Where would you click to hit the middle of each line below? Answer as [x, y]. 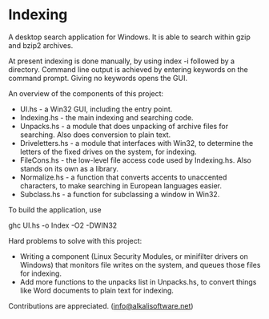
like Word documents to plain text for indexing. [97, 290]
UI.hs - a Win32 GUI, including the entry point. [96, 109]
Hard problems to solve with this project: [75, 240]
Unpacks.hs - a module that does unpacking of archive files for [124, 126]
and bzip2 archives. [41, 45]
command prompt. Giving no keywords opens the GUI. [98, 78]
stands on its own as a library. [69, 168]
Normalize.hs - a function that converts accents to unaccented [123, 177]
